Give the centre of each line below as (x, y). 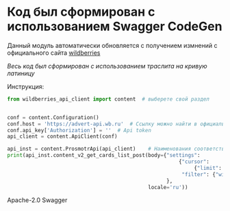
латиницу (21, 73)
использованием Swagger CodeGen (115, 26)
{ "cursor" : (194, 162)
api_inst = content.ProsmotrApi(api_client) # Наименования (99, 149)
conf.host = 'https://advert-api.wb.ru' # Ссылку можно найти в (102, 124)
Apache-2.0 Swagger (37, 200)
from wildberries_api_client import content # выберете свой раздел (108, 99)
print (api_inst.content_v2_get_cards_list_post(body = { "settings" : (104, 156)
